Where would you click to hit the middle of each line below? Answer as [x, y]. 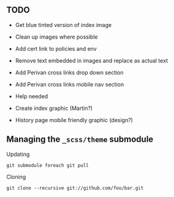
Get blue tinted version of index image [63, 25]
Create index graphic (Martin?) [54, 108]
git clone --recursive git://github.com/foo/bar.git [75, 188]
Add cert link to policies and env [56, 48]
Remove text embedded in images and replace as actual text [92, 60]
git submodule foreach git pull [47, 165]
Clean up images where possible [56, 37]
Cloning [16, 177]
